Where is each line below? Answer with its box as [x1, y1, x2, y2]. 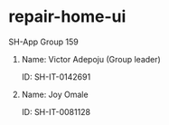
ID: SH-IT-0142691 [21, 71, 91, 82]
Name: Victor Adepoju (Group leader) [21, 53, 162, 64]
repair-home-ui [8, 6, 127, 27]
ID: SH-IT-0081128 [21, 106, 91, 117]
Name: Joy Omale [21, 89, 89, 100]
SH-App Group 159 [8, 36, 79, 47]
